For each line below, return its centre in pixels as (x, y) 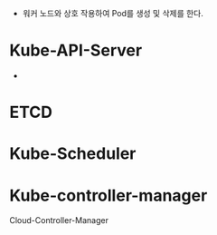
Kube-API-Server (76, 50)
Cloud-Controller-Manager (59, 220)
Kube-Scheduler (73, 154)
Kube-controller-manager (108, 196)
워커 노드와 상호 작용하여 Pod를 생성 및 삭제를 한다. (113, 13)
